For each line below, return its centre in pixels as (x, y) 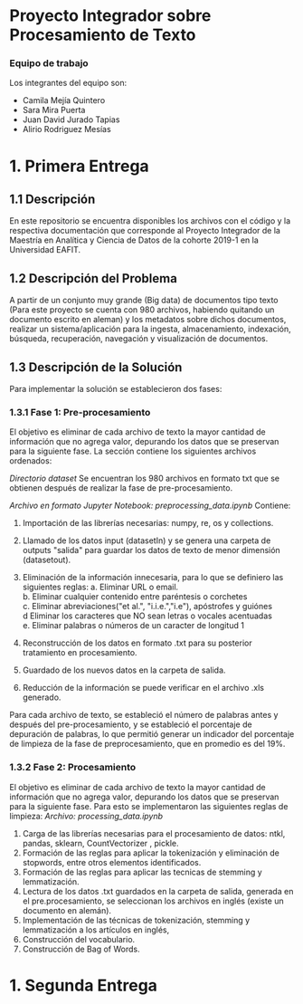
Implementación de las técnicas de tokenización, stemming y (136, 920)
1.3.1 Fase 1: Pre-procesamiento (80, 413)
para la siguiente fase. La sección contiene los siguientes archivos (133, 451)
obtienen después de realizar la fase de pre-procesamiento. (121, 488)
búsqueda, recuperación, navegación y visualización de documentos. (139, 339)
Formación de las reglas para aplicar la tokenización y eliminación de (151, 853)
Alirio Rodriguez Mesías (66, 129)
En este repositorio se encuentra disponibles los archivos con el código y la (150, 221)
